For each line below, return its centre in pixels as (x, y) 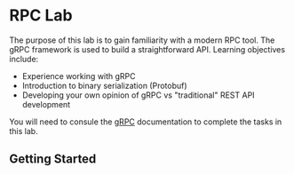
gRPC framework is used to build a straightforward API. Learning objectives (147, 49)
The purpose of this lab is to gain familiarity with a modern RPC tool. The (142, 40)
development (46, 104)
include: (24, 59)
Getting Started (53, 159)
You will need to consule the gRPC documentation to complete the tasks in (146, 122)
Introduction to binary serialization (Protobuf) (105, 85)
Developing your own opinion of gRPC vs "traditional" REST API (138, 95)
